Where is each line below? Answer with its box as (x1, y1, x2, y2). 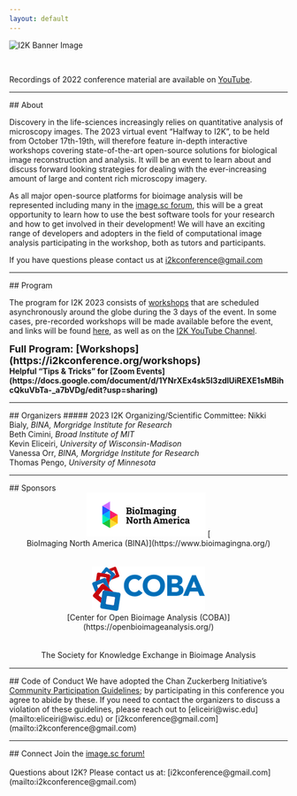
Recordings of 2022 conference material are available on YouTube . (9, 73, 253, 84)
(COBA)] (199, 612, 231, 622)
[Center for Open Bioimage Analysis (66, 612, 198, 622)
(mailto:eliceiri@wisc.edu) (9, 713, 104, 723)
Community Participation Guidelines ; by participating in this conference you (9, 684, 285, 695)
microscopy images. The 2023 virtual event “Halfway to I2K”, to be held (9, 126, 270, 136)
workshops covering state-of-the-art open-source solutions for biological (9, 144, 278, 155)
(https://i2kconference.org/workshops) (9, 354, 202, 367)
